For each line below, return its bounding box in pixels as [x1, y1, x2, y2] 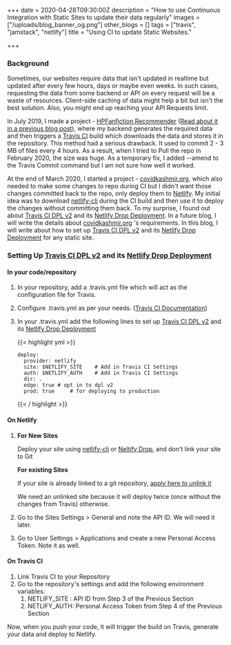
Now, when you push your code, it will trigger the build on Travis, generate [7, 622, 219, 630]
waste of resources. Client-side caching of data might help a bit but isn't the [7, 96, 223, 105]
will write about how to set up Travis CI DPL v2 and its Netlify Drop [7, 226, 197, 235]
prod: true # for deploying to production [23, 388, 160, 395]
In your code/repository [7, 268, 77, 276]
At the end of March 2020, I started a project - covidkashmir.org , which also [7, 174, 223, 183]
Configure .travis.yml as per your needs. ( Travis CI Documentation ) [17, 304, 208, 312]
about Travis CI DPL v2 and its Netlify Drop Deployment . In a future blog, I [7, 211, 217, 220]
